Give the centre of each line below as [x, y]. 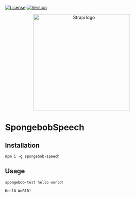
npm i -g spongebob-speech [32, 156]
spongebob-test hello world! [34, 182]
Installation [22, 145]
